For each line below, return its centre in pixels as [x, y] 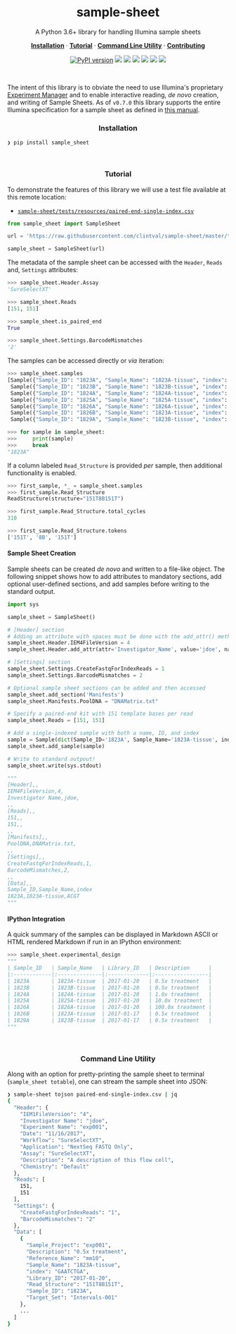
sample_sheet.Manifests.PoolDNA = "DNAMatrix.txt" [83, 701]
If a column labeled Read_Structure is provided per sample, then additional [115, 465]
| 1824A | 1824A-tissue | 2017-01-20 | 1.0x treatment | [110, 994]
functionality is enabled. [42, 472]
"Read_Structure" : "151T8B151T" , [75, 1285]
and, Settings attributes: [43, 270]
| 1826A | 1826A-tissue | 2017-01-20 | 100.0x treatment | [110, 1008]
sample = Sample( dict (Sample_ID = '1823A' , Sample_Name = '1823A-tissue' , [113, 740]
